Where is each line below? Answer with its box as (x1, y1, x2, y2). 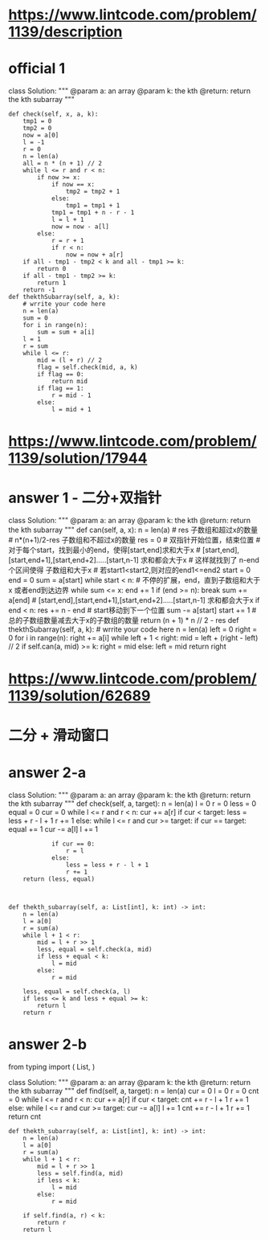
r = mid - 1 (51, 391, 92, 399)
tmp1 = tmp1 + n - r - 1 (51, 209, 135, 217)
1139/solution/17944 (8, 449, 148, 468)
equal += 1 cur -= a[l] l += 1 (8, 824, 99, 833)
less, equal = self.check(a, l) (22, 987, 131, 996)
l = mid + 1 (51, 406, 92, 414)
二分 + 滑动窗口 (8, 726, 110, 744)
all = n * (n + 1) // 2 (22, 159, 103, 168)
